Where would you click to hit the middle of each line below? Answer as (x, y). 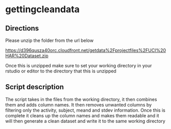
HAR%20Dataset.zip (27, 56)
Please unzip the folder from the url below (50, 40)
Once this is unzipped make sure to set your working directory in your (79, 66)
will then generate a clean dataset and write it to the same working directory (86, 121)
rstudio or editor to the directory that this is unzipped (61, 71)
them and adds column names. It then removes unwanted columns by (79, 105)
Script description (35, 87)
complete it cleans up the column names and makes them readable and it (82, 115)
